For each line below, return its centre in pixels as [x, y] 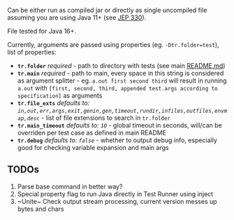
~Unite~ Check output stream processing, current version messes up [117, 201]
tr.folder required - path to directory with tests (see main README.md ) [121, 66]
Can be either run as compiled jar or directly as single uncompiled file [107, 10]
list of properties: [32, 52]
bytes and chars [41, 209]
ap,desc [28, 118]
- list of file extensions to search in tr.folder [106, 118]
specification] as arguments [60, 95]
